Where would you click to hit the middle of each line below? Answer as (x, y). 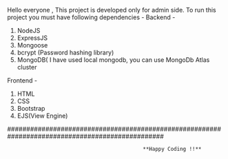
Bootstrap (31, 108)
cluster (27, 67)
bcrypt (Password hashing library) (65, 52)
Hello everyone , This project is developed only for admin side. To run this (112, 10)
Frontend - (22, 81)
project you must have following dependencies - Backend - (91, 17)
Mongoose (32, 45)
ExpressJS (32, 38)
